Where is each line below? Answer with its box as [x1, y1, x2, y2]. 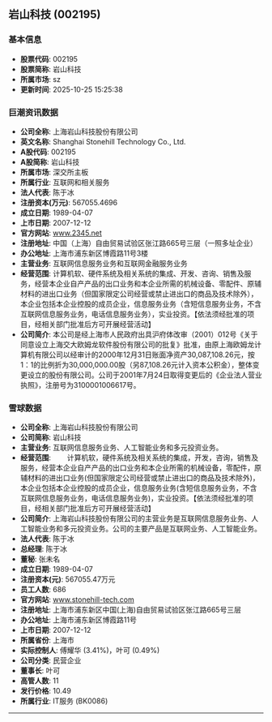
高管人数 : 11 [19, 676, 59, 685]
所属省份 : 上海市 [19, 635, 74, 645]
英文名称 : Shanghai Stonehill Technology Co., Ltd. [19, 136, 186, 146]
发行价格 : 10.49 [19, 686, 71, 696]
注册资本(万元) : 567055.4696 [19, 197, 118, 207]
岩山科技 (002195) [8, 7, 101, 22]
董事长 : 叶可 [19, 666, 61, 676]
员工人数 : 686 [19, 585, 66, 595]
